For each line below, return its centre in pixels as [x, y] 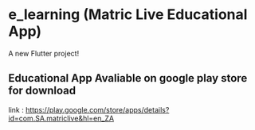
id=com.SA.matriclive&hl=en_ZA [61, 118]
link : [16, 109]
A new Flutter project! [44, 53]
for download [42, 91]
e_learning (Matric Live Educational [128, 15]
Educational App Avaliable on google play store [128, 78]
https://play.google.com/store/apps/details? [97, 109]
